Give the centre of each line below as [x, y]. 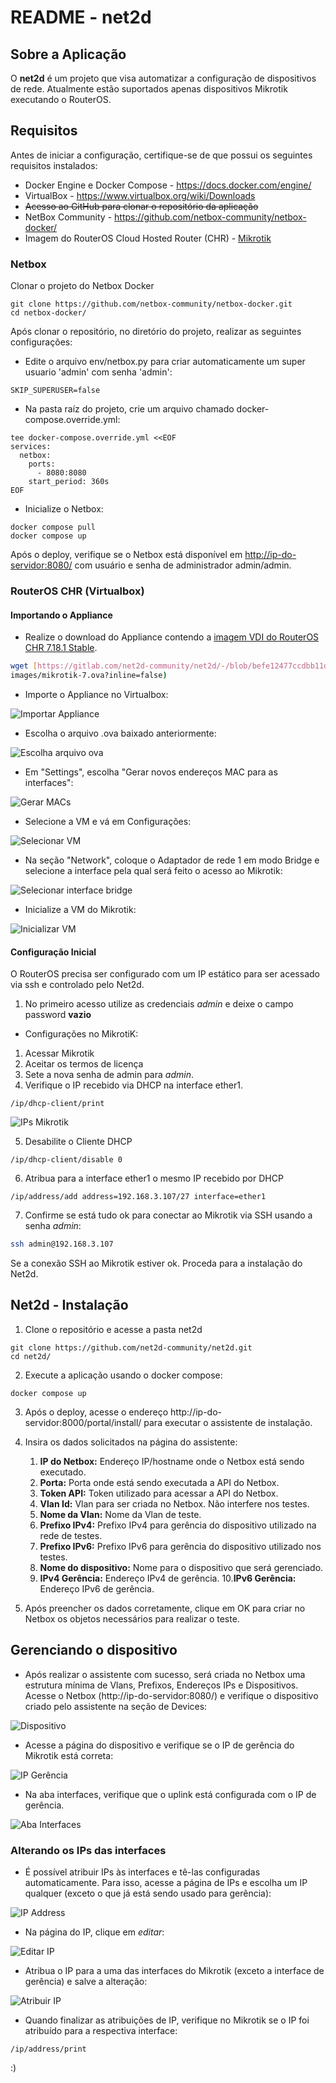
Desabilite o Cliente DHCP [78, 1142]
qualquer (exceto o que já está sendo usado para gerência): [148, 1893]
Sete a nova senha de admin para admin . [109, 1075]
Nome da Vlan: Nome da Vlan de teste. [120, 1514]
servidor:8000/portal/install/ [83, 1422]
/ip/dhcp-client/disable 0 [66, 1160]
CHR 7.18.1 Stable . [61, 648]
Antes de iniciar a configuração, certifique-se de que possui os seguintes [161, 155]
